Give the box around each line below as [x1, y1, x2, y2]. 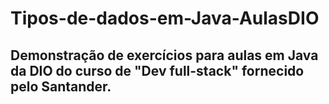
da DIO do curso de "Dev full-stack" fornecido [10, 62, 305, 79]
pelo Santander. [10, 78, 112, 95]
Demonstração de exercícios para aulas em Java [10, 47, 319, 64]
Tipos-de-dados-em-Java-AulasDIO [10, 7, 320, 30]
